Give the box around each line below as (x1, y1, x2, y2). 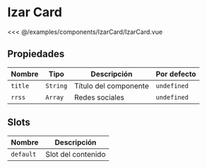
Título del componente (73, 80, 150, 90)
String (45, 82, 68, 90)
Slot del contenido (45, 149, 106, 159)
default (11, 150, 37, 158)
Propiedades (7, 48, 65, 60)
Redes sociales (73, 92, 125, 102)
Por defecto (155, 68, 196, 78)
